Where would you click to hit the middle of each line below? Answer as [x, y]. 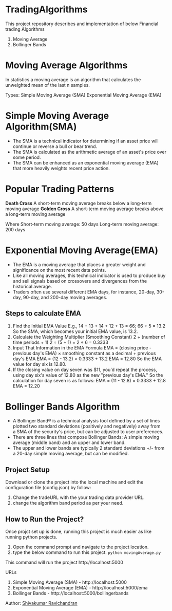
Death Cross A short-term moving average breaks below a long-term [79, 203]
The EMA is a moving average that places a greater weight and [79, 264]
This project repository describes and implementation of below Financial [82, 24]
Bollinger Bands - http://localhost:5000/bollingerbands [71, 593]
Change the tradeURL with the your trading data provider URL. [79, 497]
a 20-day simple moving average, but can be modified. [71, 454]
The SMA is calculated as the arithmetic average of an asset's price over [90, 152]
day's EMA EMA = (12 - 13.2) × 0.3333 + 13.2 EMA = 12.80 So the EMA [87, 359]
